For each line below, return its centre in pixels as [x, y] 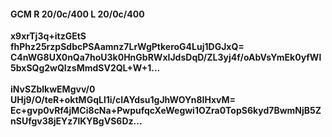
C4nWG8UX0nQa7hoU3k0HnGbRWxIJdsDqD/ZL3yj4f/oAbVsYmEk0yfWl [166, 57]
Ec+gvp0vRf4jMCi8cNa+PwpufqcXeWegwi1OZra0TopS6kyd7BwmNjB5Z [166, 111]
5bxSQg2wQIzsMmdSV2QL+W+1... [85, 68]
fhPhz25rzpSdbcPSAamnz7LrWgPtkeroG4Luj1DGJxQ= [127, 47]
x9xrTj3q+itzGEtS [48, 36]
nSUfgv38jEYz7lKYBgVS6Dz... [76, 121]
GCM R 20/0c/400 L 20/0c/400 [77, 14]
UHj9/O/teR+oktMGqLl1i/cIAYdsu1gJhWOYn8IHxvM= [123, 100]
